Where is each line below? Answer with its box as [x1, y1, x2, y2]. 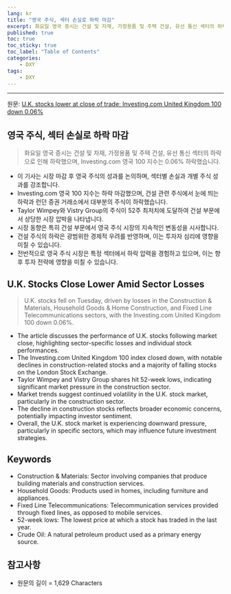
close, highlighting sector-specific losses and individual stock [16, 339, 192, 347]
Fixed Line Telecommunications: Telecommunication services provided [16, 501, 219, 509]
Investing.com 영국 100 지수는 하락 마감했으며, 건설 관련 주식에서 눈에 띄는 [16, 190, 219, 198]
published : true [7, 29, 54, 36]
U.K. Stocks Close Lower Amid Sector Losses [7, 278, 205, 290]
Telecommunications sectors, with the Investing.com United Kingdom [23, 311, 221, 319]
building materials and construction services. [16, 479, 145, 488]
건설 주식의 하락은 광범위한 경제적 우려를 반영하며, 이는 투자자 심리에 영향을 [16, 232, 219, 240]
